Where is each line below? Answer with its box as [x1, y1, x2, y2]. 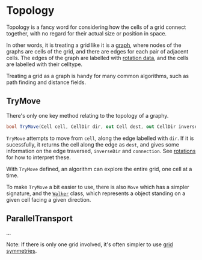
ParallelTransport [6, 214, 73, 224]
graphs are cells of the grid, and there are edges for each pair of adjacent [6, 47, 189, 55]
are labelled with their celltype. [6, 61, 83, 68]
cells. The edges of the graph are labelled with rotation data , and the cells [6, 54, 189, 61]
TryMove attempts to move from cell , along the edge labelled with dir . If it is [6, 135, 194, 142]
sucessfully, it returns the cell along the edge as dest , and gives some [6, 141, 179, 148]
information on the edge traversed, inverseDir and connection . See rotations [6, 147, 196, 154]
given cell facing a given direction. [6, 196, 91, 203]
